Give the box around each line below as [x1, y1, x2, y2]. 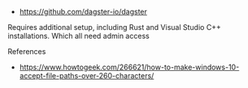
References [7, 47, 46, 56]
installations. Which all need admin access [7, 31, 150, 40]
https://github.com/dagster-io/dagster [19, 7, 148, 16]
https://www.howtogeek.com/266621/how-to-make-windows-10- [19, 62, 240, 72]
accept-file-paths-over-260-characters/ [19, 71, 154, 80]
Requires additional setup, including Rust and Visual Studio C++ [7, 23, 221, 31]
